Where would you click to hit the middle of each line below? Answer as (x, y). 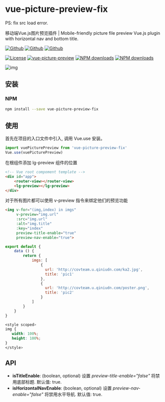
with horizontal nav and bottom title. (42, 39)
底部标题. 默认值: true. (39, 382)
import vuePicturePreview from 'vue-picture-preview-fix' (66, 148)
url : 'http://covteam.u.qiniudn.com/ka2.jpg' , (94, 269)
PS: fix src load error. (27, 23)
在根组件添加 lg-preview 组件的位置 (41, 163)
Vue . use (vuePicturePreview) (34, 153)
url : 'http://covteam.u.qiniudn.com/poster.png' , (97, 288)
